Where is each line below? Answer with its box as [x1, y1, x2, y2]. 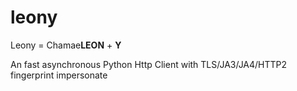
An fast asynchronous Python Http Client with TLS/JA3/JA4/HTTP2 [10, 58, 288, 70]
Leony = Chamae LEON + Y [10, 39, 122, 51]
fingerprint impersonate [10, 69, 108, 81]
